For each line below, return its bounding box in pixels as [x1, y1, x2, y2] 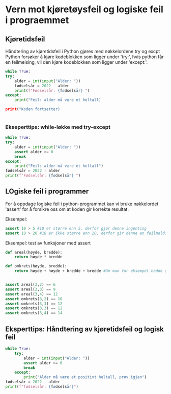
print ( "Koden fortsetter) [5, 107, 60, 112]
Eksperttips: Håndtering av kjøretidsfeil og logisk [5, 325, 164, 333]
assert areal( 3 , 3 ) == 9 [5, 287, 56, 292]
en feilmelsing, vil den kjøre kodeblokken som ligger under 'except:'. [5, 59, 148, 65]
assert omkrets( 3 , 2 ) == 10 [5, 296, 63, 302]
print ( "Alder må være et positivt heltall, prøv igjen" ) [23, 375, 147, 380]
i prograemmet [5, 14, 69, 26]
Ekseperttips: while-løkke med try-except [5, 124, 111, 131]
